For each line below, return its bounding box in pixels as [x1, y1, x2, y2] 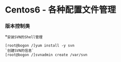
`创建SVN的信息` [5, 49, 34, 53]
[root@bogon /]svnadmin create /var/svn [5, 52, 88, 58]
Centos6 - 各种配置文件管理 [5, 4, 116, 15]
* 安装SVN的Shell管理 [5, 34, 43, 40]
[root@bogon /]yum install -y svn [5, 43, 75, 48]
